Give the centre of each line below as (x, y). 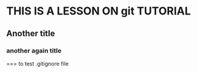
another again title (34, 51)
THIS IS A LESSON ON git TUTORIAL (99, 11)
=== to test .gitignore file (37, 63)
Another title (31, 33)
